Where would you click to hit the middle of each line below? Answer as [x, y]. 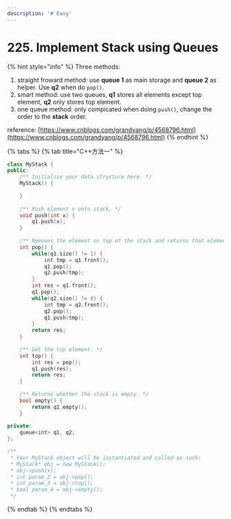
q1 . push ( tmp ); [64, 318]
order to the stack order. [52, 116]
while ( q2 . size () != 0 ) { [67, 298]
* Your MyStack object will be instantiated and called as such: [106, 458]
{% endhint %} [187, 137]
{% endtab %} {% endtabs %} [50, 509]
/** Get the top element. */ [61, 349]
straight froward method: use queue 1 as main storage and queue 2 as [117, 80]
